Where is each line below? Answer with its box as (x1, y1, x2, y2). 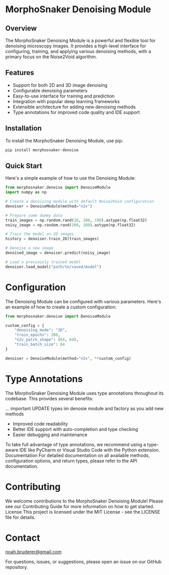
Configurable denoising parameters (12, 87, 88, 93)
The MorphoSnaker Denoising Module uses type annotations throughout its (5, 390, 164, 396)
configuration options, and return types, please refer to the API (5, 458, 138, 464)
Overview (5, 24, 37, 33)
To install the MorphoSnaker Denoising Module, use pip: (5, 137, 124, 143)
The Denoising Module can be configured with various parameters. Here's (5, 298, 161, 304)
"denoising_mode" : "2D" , (14, 328, 67, 333)
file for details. (5, 514, 36, 520)
